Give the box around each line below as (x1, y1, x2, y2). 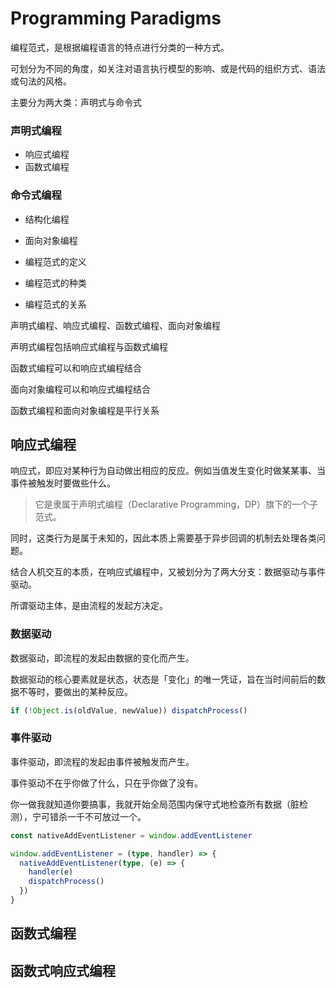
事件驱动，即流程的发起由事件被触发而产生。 (10, 755, 195, 767)
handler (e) (28, 867, 74, 877)
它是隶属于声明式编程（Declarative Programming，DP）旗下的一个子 (34, 498, 319, 511)
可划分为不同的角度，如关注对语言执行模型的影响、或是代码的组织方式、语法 (10, 62, 326, 74)
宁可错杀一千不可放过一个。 (31, 810, 147, 822)
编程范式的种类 (24, 277, 87, 289)
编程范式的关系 (24, 298, 87, 310)
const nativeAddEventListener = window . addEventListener (10, 830, 253, 841)
